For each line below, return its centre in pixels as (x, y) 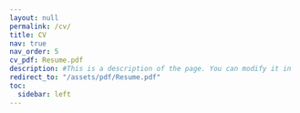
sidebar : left (44, 94)
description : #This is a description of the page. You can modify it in (150, 69)
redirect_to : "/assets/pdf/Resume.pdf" (85, 77)
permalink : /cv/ (40, 26)
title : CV (28, 35)
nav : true (28, 43)
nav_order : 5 (34, 52)
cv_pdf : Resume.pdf (47, 60)
